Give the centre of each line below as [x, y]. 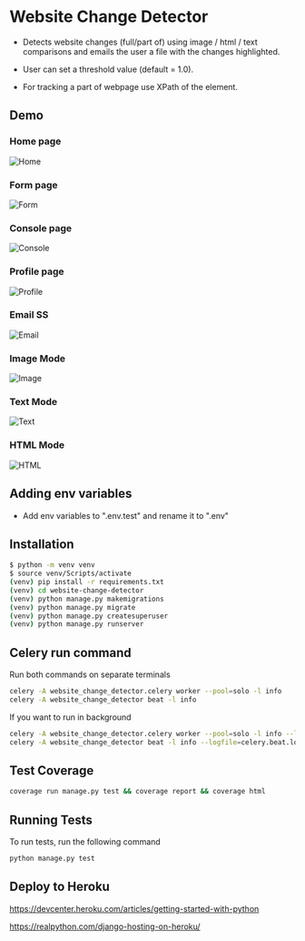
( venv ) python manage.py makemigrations [87, 599]
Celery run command [70, 653]
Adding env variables [71, 494]
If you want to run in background [70, 717]
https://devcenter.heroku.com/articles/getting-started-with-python [134, 908]
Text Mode [33, 402]
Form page [34, 185]
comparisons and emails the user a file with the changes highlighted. [151, 51]
